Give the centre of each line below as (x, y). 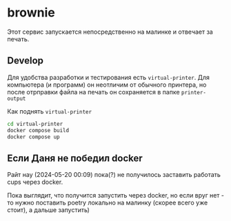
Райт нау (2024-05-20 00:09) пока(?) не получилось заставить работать (114, 175)
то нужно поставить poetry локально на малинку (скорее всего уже (108, 203)
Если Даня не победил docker (75, 158)
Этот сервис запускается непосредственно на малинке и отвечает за (110, 32)
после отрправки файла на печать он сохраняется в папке (94, 92)
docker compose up (33, 137)
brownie (31, 13)
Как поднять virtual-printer (49, 111)
